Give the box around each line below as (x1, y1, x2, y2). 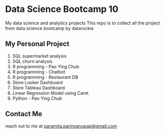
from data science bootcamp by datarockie (5, 25, 94, 31)
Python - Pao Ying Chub (12, 95, 62, 101)
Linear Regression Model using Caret (12, 90, 89, 96)
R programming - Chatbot (12, 69, 66, 75)
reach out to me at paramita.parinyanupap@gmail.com (5, 123, 117, 129)
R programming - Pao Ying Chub (12, 63, 80, 69)
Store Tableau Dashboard (12, 85, 65, 91)
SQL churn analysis (12, 58, 53, 64)
